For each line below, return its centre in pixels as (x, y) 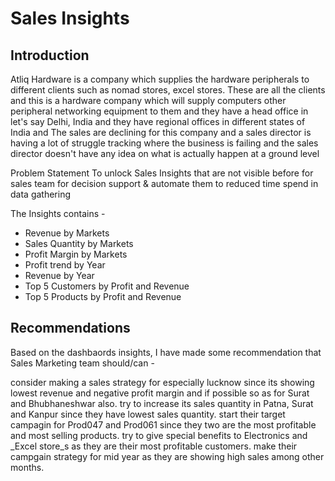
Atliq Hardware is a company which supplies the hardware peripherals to (160, 79)
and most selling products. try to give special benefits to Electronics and (159, 435)
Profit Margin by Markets (76, 254)
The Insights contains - (58, 213)
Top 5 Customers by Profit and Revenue (107, 286)
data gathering (41, 194)
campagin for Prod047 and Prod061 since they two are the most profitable (163, 424)
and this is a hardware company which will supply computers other (148, 100)
